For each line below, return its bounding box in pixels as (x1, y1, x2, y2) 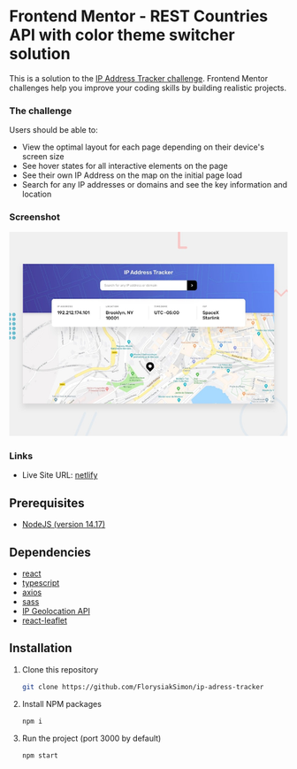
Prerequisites (9, 496, 85, 511)
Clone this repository (21, 664, 99, 674)
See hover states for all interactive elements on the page (21, 161, 228, 172)
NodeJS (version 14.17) (21, 519, 106, 530)
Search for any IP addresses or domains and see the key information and (21, 180, 288, 190)
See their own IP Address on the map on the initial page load (21, 170, 243, 181)
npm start (21, 750, 59, 760)
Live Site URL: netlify (21, 470, 98, 481)
